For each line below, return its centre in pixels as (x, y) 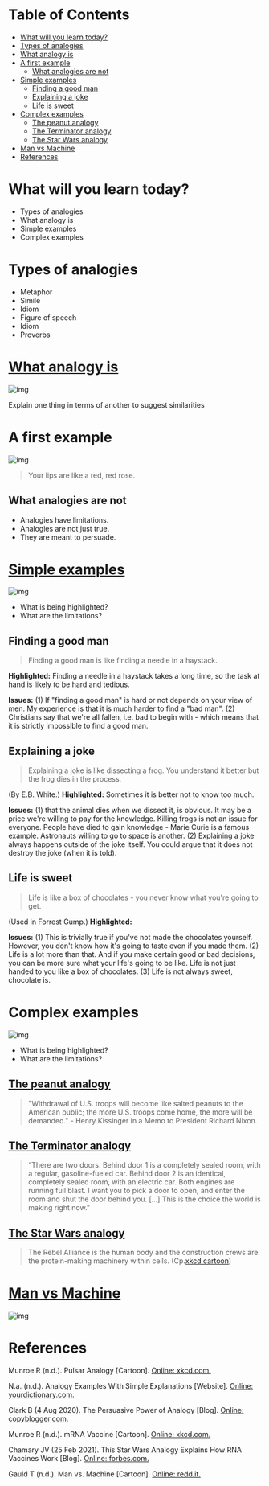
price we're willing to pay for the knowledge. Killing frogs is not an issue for (133, 819)
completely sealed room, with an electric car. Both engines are (131, 1182)
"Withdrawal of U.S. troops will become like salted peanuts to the (135, 1103)
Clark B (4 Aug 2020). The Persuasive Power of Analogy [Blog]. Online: (126, 1410)
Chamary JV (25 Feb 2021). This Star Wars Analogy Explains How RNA (125, 1450)
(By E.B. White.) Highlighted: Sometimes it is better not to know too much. (131, 794)
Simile (30, 300)
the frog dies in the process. (75, 779)
